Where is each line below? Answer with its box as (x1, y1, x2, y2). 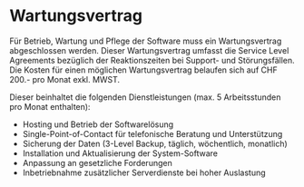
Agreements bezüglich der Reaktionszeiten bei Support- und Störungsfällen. (9, 54, 295, 65)
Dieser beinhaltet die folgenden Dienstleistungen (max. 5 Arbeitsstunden (9, 92, 281, 103)
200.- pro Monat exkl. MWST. (9, 74, 121, 84)
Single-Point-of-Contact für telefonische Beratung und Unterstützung (22, 128, 283, 139)
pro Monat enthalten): (9, 101, 91, 112)
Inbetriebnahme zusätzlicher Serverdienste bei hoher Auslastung (22, 167, 266, 178)
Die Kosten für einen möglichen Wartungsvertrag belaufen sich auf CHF (9, 64, 279, 75)
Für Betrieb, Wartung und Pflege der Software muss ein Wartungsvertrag (9, 35, 282, 46)
